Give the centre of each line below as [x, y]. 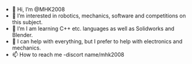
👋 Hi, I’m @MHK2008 [38, 9]
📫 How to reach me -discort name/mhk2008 [68, 55]
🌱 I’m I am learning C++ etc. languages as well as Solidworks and [93, 28]
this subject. [27, 22]
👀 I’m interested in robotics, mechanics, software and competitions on [99, 16]
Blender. [22, 35]
